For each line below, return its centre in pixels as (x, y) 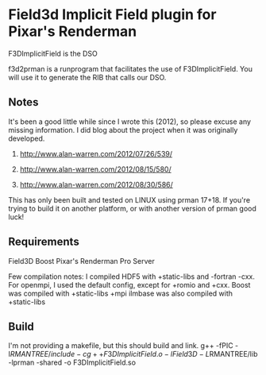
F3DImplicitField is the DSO (53, 53)
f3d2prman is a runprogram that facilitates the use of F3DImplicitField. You (130, 68)
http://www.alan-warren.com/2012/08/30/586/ (96, 184)
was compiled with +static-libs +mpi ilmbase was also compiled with (120, 293)
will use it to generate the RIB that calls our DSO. (87, 77)
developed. (27, 138)
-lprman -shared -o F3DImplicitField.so (72, 362)
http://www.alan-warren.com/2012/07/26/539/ (96, 153)
